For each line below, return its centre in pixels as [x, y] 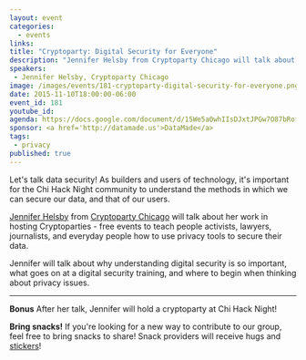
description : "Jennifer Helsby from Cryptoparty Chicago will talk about [153, 60]
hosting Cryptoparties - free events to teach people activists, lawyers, [141, 226]
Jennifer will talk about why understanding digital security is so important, [148, 263]
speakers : [28, 69]
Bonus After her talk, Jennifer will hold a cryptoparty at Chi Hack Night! [143, 309]
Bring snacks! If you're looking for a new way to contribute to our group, [146, 326]
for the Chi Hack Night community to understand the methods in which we [149, 189]
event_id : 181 [36, 103]
